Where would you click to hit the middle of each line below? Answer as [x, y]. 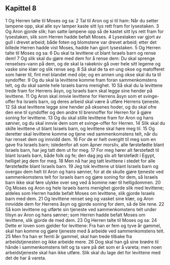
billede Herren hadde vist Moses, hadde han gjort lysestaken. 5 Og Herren [83, 47]
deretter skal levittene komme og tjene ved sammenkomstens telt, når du [81, 134]
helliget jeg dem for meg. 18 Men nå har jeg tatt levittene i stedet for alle [80, 161]
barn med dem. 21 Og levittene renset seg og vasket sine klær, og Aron [79, 198]
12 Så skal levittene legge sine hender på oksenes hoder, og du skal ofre [81, 107]
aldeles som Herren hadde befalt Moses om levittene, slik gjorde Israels [80, 193]
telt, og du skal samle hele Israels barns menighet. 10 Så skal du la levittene [84, 85]
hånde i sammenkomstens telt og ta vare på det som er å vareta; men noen [84, 247]
